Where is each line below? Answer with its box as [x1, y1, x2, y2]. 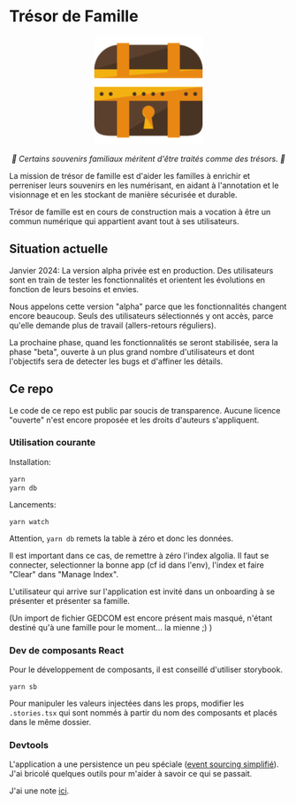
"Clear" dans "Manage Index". [9, 568, 119, 579]
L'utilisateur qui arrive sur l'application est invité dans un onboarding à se [9, 586, 276, 597]
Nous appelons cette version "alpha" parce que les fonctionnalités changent [9, 301, 287, 312]
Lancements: [9, 499, 57, 510]
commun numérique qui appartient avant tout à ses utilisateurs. [9, 215, 240, 227]
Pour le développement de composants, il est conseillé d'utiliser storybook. [9, 664, 283, 675]
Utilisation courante [9, 437, 95, 449]
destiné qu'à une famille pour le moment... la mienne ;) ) [9, 622, 213, 632]
